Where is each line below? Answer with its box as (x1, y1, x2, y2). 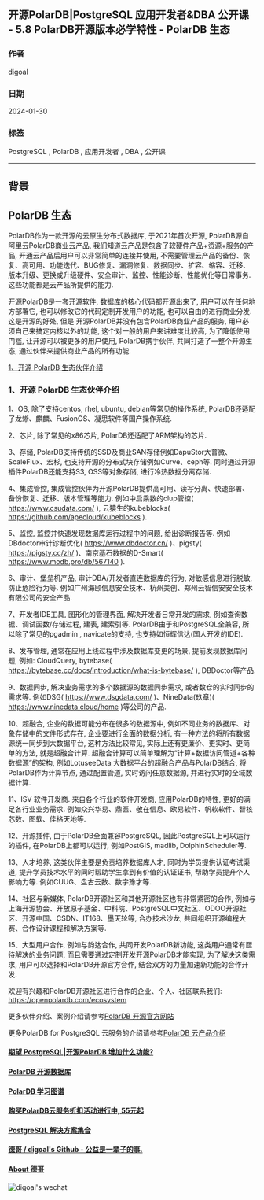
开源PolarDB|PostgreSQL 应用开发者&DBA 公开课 (8, 8, 250, 22)
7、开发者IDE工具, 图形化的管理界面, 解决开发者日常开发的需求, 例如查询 (8, 609, 242, 618)
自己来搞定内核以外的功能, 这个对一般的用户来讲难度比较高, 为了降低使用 (14, 327, 250, 336)
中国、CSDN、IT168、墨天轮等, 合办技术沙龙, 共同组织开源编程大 (35, 913, 246, 923)
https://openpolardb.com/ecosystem (8, 995, 127, 1004)
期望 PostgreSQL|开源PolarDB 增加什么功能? (8, 1047, 154, 1057)
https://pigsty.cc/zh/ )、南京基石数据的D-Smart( (8, 548, 163, 557)
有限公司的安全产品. (8, 593, 73, 602)
